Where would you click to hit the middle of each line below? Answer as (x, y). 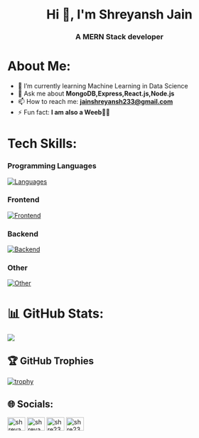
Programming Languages (52, 166)
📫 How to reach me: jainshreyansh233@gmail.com (95, 102)
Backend (23, 234)
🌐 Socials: (31, 404)
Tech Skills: (42, 144)
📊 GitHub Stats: (56, 313)
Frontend (23, 200)
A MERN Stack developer (119, 37)
